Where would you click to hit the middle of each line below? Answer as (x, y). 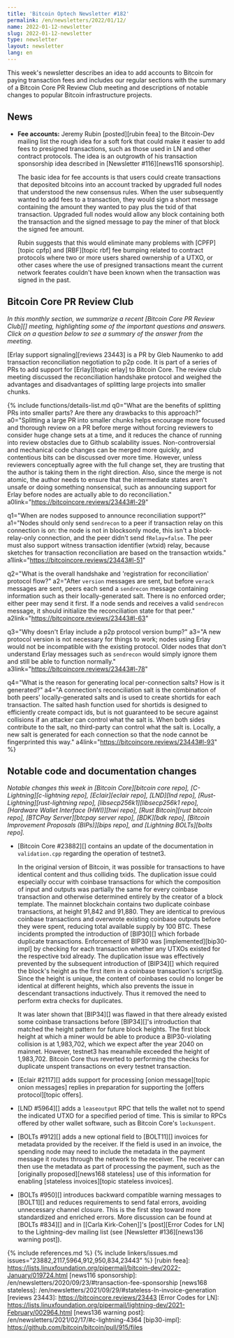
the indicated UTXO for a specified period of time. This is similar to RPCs (122, 1116)
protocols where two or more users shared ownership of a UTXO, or (115, 257)
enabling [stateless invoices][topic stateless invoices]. (95, 1181)
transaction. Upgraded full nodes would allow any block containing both (121, 214)
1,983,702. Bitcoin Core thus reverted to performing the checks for (113, 1059)
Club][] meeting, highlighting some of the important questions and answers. (117, 326)
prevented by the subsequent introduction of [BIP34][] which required (118, 964)
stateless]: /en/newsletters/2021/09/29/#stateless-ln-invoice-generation (112, 1290)
